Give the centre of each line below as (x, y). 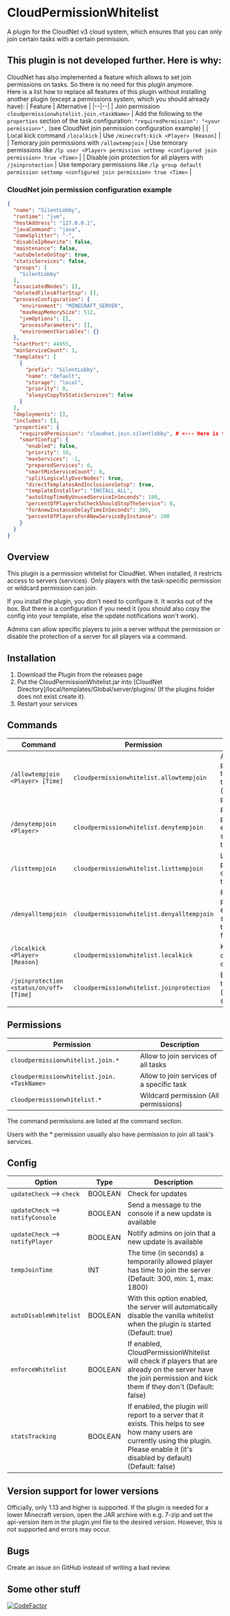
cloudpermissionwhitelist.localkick (133, 955)
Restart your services (47, 704)
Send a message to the (165, 1205)
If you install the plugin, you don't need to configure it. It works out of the (110, 601)
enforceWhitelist (39, 1370)
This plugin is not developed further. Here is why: (114, 61)
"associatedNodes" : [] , (47, 287)
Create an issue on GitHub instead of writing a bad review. (89, 1568)
